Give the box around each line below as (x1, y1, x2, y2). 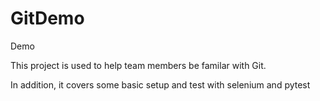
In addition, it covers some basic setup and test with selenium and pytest (10, 78, 311, 91)
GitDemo (10, 7, 85, 30)
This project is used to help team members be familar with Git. (10, 59, 267, 71)
